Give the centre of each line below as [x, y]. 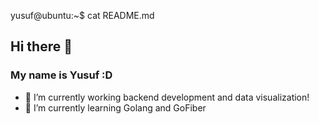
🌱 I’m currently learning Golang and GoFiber [115, 107]
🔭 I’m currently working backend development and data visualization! [167, 97]
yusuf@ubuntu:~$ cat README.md [82, 15]
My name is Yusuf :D [61, 75]
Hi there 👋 [41, 46]
